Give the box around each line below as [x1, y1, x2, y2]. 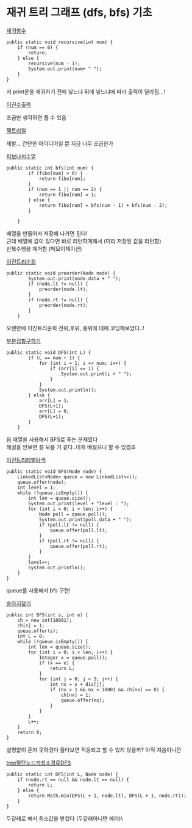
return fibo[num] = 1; [38, 192, 97, 198]
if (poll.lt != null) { [38, 522, 99, 528]
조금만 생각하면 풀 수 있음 [6, 113, 67, 121]
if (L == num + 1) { [28, 355, 80, 361]
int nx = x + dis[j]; [49, 681, 105, 687]
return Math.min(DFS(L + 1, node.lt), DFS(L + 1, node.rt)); [28, 793, 187, 799]
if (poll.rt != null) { [38, 538, 99, 544]
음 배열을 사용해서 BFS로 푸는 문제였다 [6, 436, 98, 443]
